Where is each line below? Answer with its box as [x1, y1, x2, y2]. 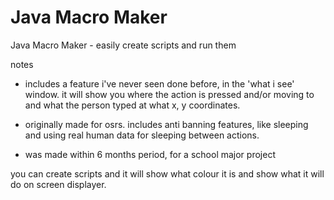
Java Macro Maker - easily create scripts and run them [10, 39, 237, 51]
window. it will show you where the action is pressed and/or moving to [24, 88, 315, 100]
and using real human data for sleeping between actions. [24, 129, 260, 141]
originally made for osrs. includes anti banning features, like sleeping [24, 118, 309, 130]
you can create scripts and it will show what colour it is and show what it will [10, 167, 325, 180]
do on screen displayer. [10, 178, 107, 190]
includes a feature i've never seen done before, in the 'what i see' [24, 77, 295, 90]
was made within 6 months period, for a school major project [24, 148, 276, 160]
